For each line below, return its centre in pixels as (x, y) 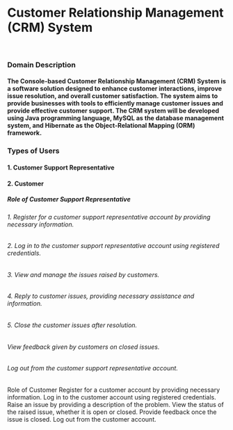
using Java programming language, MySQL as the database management (116, 118)
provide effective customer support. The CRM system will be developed (113, 111)
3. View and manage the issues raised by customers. (83, 274)
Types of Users (33, 151)
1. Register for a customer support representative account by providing (109, 217)
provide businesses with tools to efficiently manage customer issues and (115, 104)
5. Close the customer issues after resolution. (72, 325)
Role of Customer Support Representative (69, 199)
